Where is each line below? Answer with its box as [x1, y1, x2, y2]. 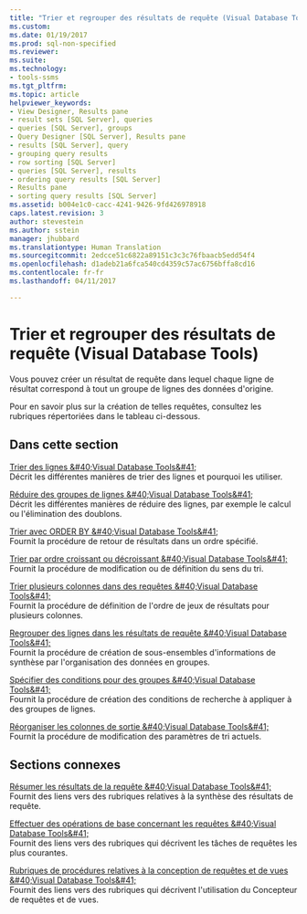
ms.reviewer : [9, 47, 59, 57]
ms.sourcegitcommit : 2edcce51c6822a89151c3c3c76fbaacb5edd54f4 [9, 251, 256, 260]
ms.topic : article [9, 89, 79, 99]
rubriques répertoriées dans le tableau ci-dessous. [9, 410, 201, 421]
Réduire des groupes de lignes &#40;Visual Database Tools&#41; [9, 489, 254, 499]
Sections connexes [9, 757, 122, 772]
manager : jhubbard [9, 234, 79, 243]
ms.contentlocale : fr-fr [9, 268, 104, 278]
